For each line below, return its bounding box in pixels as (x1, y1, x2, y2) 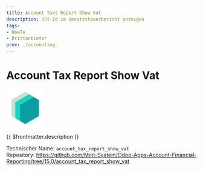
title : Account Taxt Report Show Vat (6, 10, 101, 16)
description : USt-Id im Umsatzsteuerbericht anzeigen (6, 16, 145, 22)
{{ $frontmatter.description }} (6, 133, 80, 140)
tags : (6, 22, 20, 29)
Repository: (6, 151, 35, 158)
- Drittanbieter (6, 35, 47, 42)
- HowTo (6, 29, 26, 35)
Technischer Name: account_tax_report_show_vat (6, 144, 130, 152)
